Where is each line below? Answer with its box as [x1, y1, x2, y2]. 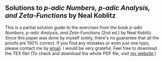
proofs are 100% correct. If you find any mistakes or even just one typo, [5, 40, 150, 46]
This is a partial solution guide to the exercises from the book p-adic [5, 24, 143, 30]
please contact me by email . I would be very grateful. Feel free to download [5, 45, 158, 51]
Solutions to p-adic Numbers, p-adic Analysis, [5, 4, 150, 12]
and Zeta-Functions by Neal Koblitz [5, 12, 116, 20]
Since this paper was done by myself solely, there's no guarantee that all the [5, 35, 159, 41]
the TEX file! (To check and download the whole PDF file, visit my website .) [5, 50, 157, 56]
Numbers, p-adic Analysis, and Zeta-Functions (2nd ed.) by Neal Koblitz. [5, 29, 153, 36]
